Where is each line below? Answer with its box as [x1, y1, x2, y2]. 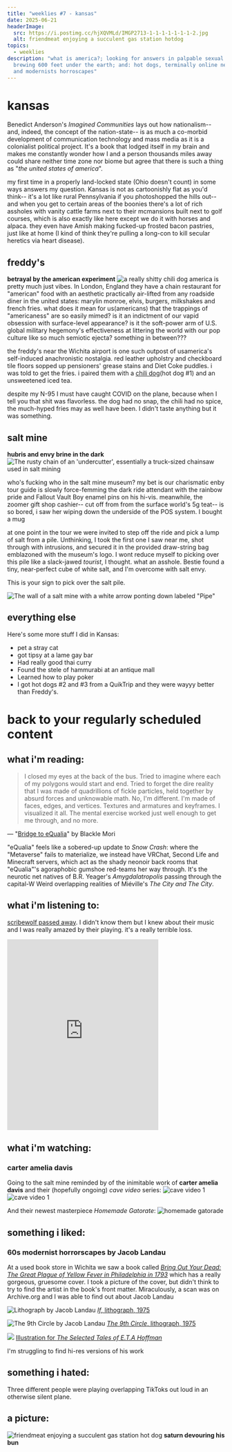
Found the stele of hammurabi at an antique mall [17, 665, 155, 674]
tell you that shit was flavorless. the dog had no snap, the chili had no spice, [7, 397, 223, 405]
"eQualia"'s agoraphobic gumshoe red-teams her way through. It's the [7, 865, 208, 873]
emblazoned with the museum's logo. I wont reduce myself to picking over [7, 551, 220, 559]
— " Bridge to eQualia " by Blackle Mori [7, 830, 116, 838]
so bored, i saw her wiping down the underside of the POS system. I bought [7, 508, 222, 516]
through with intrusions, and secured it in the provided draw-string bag [7, 543, 209, 551]
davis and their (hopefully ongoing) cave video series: [7, 1186, 162, 1194]
